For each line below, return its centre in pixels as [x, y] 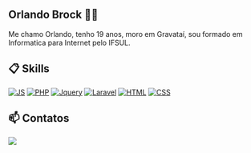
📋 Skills [29, 69]
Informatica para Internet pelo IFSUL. [69, 42]
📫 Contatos [39, 118]
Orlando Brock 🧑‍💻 [53, 15]
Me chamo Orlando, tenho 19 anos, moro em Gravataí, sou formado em [125, 34]
